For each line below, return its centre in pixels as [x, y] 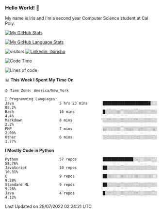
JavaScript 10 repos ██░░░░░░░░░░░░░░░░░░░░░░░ [81, 168]
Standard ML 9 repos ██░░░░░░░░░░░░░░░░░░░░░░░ [81, 185]
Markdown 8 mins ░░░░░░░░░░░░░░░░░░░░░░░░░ [81, 121]
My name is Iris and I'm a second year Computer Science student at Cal [77, 18]
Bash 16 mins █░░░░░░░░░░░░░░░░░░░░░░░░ [81, 112]
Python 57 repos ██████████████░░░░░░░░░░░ [81, 159]
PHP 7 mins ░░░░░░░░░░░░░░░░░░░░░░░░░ [81, 129]
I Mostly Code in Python [30, 151]
